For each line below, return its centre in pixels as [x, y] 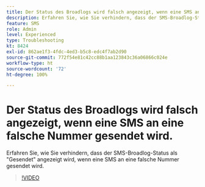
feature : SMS [23, 23]
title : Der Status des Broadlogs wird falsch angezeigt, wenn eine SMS [99, 12]
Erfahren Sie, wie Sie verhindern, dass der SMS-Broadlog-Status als [92, 153]
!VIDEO [30, 178]
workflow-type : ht [30, 63]
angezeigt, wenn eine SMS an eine [95, 123]
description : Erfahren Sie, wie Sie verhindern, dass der [81, 18]
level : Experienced [31, 35]
